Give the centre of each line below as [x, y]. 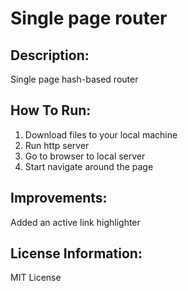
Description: [50, 55]
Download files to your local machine [101, 134]
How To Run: [51, 110]
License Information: [76, 253]
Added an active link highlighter [75, 222]
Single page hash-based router [74, 79]
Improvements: [59, 198]
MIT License [36, 278]
